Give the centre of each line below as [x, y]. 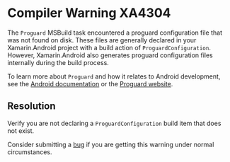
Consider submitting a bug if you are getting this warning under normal [111, 144]
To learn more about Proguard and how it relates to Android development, [114, 76]
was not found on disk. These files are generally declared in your [102, 40]
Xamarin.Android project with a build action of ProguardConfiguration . [109, 47]
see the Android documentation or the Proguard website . [90, 83]
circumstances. [30, 152]
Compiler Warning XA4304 [89, 13]
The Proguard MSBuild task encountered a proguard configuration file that [115, 33]
